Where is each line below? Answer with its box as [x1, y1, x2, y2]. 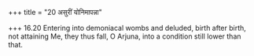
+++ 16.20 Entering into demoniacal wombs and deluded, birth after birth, [8, 24, 246, 32]
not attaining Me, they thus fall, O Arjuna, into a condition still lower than [8, 32, 241, 41]
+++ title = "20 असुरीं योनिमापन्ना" [8, 8, 102, 17]
